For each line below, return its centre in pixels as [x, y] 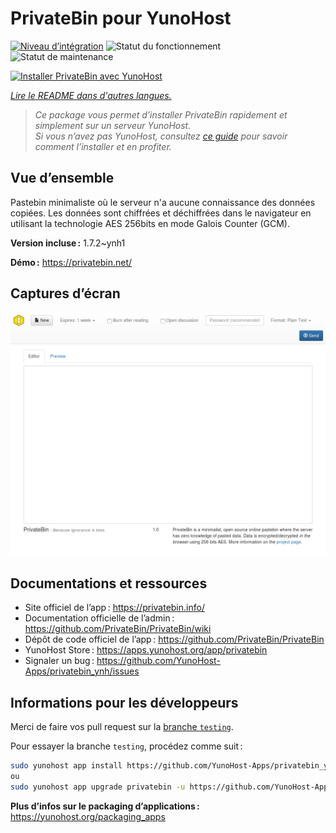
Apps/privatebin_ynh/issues [82, 671]
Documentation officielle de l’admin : [99, 618]
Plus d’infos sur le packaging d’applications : [105, 806]
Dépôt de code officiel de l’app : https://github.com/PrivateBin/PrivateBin [174, 639]
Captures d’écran [65, 293]
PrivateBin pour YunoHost [121, 18]
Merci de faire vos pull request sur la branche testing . [122, 727]
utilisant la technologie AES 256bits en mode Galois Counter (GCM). [150, 223]
